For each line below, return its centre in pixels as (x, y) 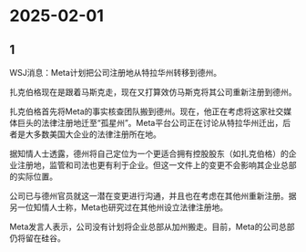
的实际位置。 (33, 176)
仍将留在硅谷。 (37, 238)
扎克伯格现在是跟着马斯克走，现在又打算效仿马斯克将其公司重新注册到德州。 (153, 92)
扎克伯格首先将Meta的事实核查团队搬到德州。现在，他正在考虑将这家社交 (147, 111)
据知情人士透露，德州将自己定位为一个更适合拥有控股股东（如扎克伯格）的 (149, 153)
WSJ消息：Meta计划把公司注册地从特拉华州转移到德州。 (116, 73)
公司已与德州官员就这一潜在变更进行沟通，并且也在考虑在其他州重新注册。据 (153, 196)
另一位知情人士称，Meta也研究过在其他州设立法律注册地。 (119, 207)
